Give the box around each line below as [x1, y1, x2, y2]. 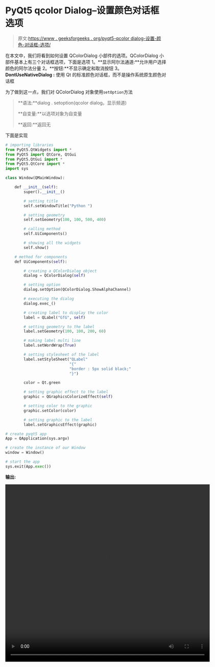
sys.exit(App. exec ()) [5, 464, 52, 469]
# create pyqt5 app [5, 431, 47, 436]
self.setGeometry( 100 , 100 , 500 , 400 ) [23, 217, 106, 223]
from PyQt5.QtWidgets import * [5, 147, 72, 152]
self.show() [23, 245, 50, 250]
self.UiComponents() [23, 231, 67, 236]
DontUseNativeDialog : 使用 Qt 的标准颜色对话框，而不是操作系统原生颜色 [5, 71, 162, 78]
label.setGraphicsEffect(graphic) [23, 422, 97, 427]
